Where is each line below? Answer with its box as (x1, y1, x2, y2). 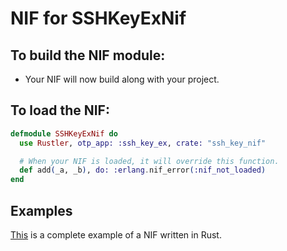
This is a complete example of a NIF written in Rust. (10, 229, 222, 241)
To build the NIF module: (10, 47, 166, 64)
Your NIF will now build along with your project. (24, 73, 220, 85)
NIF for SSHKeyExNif (10, 7, 187, 30)
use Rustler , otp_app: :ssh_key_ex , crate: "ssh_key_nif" (19, 138, 267, 148)
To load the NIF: (10, 102, 110, 119)
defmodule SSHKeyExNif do (10, 128, 118, 139)
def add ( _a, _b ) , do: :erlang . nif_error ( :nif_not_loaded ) (19, 165, 267, 176)
